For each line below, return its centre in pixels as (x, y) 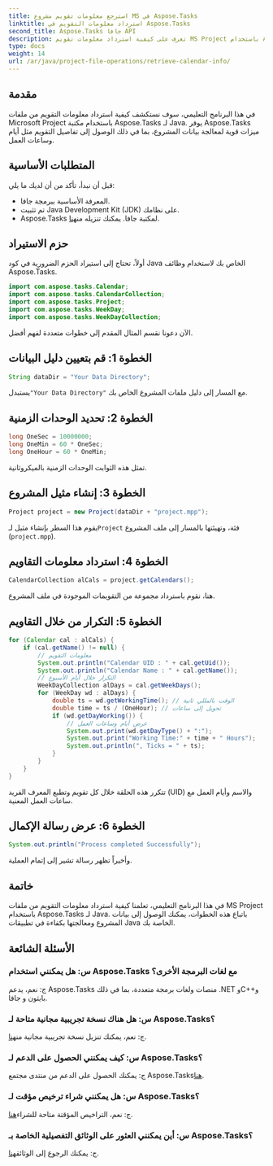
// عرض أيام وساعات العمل (107, 723)
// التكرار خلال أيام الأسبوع (77, 678)
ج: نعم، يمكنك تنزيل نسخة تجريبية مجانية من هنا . (78, 1037)
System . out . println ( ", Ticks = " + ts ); (136, 746)
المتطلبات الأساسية (52, 166)
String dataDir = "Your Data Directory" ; (80, 377)
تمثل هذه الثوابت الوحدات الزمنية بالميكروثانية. (78, 467)
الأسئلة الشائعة (41, 948)
